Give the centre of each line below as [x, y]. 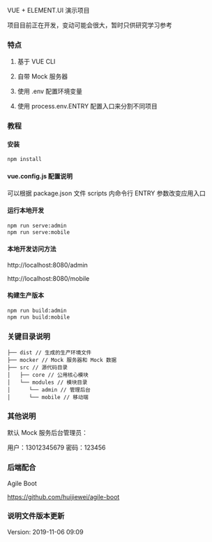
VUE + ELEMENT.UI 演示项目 [48, 10]
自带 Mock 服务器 [43, 76]
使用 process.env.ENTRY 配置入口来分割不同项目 [88, 106]
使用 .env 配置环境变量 [50, 91]
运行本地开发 [25, 210]
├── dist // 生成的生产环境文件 [50, 352]
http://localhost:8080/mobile [48, 278]
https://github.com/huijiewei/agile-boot [63, 496]
